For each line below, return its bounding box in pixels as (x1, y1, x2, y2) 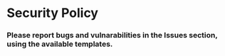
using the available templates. (6, 39, 113, 49)
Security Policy (6, 5, 99, 21)
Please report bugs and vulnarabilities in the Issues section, (6, 30, 218, 40)
